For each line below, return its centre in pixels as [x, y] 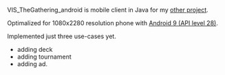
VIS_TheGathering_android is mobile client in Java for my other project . [108, 10]
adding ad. [32, 64]
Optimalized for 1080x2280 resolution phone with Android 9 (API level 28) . [112, 23]
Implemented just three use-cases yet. [62, 36]
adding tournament [44, 57]
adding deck [35, 49]
